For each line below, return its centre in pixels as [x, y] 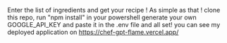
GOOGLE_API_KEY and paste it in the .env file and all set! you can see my [114, 25]
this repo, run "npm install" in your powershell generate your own [102, 17]
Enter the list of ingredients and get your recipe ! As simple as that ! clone [114, 10]
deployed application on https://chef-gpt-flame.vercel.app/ [93, 32]
